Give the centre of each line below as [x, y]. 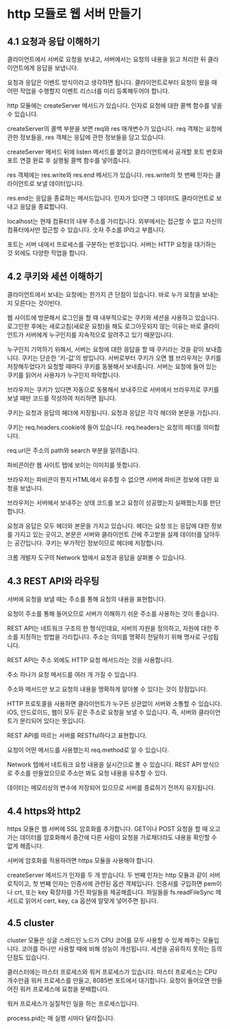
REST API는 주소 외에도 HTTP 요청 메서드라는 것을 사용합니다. [90, 659]
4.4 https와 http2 [44, 811]
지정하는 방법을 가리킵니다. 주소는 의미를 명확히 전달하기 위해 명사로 [110, 637]
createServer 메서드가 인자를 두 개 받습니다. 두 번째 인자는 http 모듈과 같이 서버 [114, 875]
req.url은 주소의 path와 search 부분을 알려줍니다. [73, 450]
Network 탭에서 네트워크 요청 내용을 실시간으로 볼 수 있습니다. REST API [104, 764]
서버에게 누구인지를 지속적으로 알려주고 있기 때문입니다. [99, 335]
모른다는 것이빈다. [38, 303]
